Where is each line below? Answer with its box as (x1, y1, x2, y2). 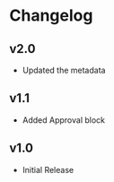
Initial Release (22, 164, 75, 175)
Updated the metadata (22, 65, 106, 75)
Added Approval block (22, 114, 106, 126)
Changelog (9, 5, 93, 26)
